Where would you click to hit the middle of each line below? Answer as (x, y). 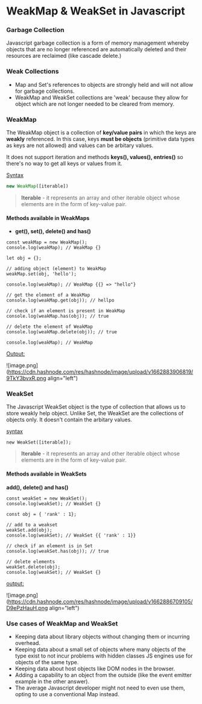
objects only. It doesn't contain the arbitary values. (69, 420)
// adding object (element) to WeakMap (56, 269)
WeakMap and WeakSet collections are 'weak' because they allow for (102, 97)
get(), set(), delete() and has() (53, 231)
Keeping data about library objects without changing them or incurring (102, 636)
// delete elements (31, 562)
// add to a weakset (32, 525)
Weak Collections (33, 72)
